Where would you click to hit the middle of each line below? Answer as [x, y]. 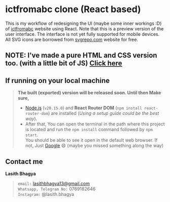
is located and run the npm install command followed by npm [89, 130]
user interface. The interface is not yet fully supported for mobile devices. [82, 34]
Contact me [24, 161]
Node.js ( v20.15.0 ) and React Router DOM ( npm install [83, 108]
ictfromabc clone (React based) [73, 9]
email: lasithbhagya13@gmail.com [54, 183]
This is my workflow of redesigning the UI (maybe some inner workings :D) [83, 23]
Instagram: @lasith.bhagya [46, 194]
